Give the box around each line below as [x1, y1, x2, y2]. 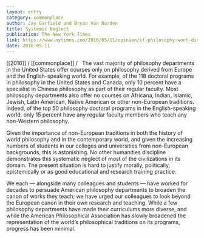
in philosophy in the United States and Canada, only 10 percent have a [6, 78, 182, 86]
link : [6, 37, 20, 43]
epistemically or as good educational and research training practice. [6, 168, 177, 175]
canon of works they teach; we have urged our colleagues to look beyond [6, 192, 191, 200]
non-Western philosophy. [6, 117, 70, 124]
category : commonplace [6, 15, 64, 21]
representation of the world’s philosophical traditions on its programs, [6, 218, 180, 225]
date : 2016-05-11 [6, 43, 50, 49]
